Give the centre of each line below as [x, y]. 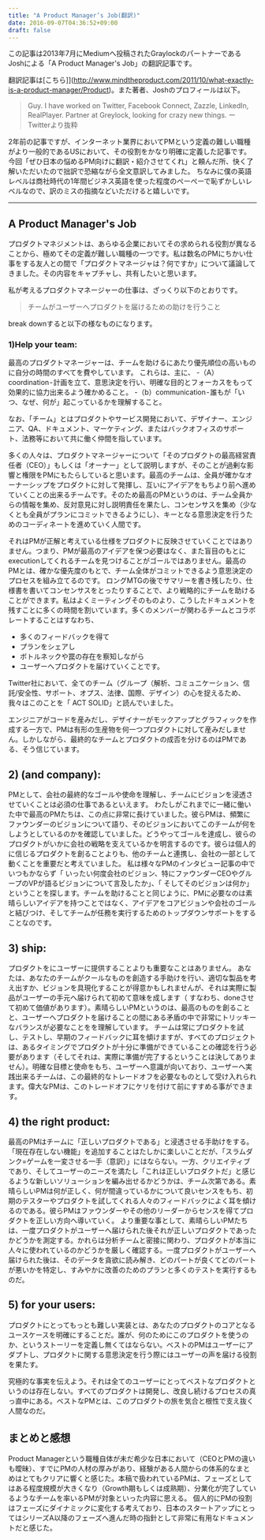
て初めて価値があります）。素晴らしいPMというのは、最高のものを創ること [129, 1007]
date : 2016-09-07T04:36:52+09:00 [63, 23]
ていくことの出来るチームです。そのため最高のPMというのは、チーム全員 [127, 495]
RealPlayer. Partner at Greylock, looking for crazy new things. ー [132, 115]
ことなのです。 [32, 923]
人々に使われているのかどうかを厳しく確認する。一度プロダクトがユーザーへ [132, 1250]
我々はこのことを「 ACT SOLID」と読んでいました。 [93, 703]
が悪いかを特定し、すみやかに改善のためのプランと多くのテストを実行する [129, 1269]
